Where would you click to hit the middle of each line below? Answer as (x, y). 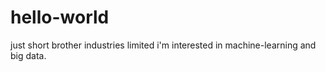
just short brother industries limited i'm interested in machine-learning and (163, 45)
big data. (28, 55)
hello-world (60, 17)
